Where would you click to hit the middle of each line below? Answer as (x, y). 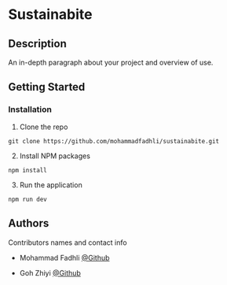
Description (37, 44)
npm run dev (27, 199)
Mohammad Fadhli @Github (64, 257)
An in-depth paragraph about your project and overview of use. (111, 62)
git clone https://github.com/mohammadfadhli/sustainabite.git (114, 141)
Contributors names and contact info (68, 242)
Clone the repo (44, 127)
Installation (30, 109)
